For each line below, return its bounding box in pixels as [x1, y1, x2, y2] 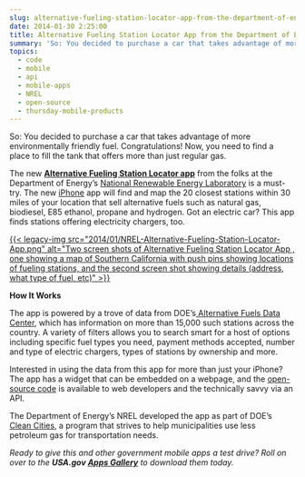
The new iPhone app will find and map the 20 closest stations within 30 [24, 187, 290, 198]
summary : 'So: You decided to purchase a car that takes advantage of [9, 38, 282, 48]
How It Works [9, 290, 62, 301]
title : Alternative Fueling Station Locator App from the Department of [9, 30, 290, 39]
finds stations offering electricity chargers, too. [9, 216, 186, 227]
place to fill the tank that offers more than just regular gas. [9, 151, 227, 162]
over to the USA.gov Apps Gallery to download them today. [9, 457, 234, 468]
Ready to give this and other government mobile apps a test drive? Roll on [9, 447, 287, 459]
